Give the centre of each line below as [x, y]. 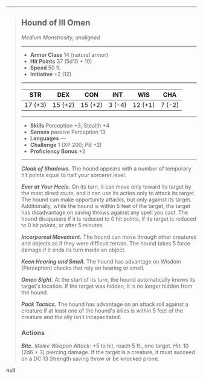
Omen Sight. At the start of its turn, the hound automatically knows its [108, 279]
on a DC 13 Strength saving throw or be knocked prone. [90, 359]
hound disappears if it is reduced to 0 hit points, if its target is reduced [108, 219]
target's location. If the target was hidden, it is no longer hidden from [107, 286]
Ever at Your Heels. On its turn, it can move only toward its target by [106, 186]
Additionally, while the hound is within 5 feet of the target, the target [105, 206]
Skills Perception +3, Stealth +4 [70, 125]
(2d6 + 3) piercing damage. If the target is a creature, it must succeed [108, 352]
